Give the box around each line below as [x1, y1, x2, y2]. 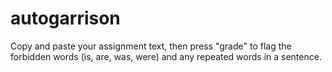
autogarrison [10, 7, 121, 30]
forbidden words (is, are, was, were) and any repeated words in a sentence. [10, 50, 322, 62]
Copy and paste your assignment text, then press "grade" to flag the [10, 40, 292, 52]
